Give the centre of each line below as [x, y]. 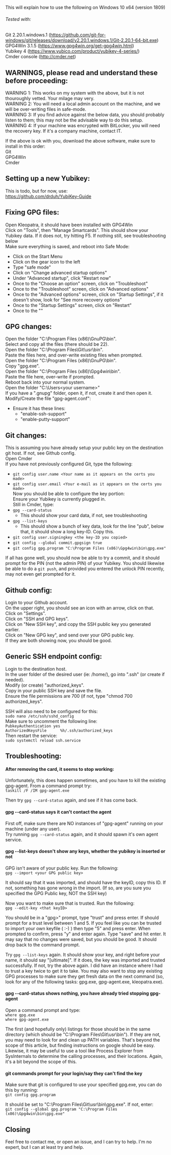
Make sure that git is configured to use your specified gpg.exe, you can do [84, 1085]
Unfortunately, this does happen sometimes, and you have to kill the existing [86, 781]
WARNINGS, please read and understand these [82, 73]
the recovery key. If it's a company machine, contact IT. [64, 131]
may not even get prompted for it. [41, 574]
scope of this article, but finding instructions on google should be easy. [80, 1045]
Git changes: [26, 435]
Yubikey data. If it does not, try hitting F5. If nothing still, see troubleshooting [86, 235]
